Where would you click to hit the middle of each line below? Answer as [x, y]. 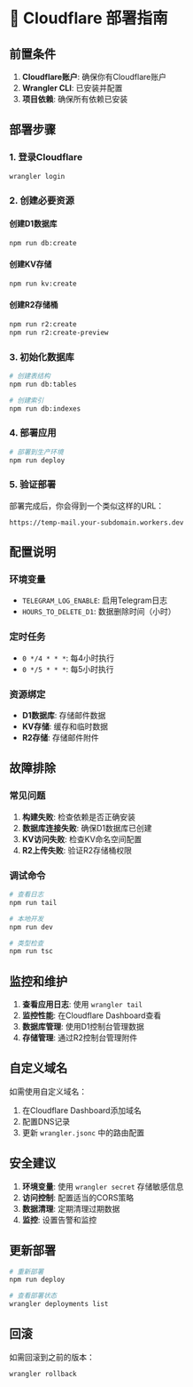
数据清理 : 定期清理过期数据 [71, 1208]
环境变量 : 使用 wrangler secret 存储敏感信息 [103, 1186]
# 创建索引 [27, 400]
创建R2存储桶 [34, 305]
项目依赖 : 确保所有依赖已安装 [75, 99]
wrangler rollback [43, 1374]
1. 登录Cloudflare [46, 157]
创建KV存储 [31, 264]
